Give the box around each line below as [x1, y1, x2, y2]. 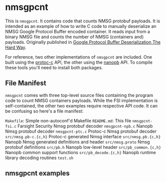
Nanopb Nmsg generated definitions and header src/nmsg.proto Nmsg [5, 139, 150, 145]
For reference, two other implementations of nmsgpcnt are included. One [5, 54, 153, 60]
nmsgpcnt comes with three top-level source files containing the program [5, 92, 153, 98]
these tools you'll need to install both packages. [5, 64, 103, 71]
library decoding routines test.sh [5, 155, 74, 161]
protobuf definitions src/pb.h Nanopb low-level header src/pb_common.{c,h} [5, 144, 162, 150]
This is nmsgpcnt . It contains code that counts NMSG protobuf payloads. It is [5, 18, 161, 24]
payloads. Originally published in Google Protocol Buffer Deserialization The [5, 39, 161, 45]
